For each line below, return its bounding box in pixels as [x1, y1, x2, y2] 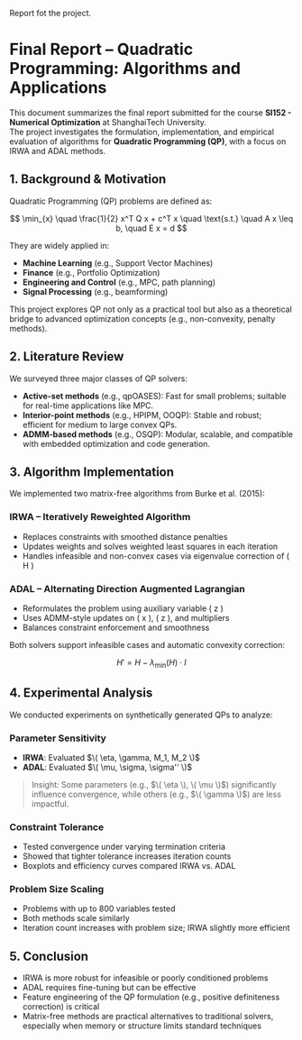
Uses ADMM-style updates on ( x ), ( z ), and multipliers [22, 612, 230, 623]
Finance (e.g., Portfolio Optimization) [22, 267, 160, 278]
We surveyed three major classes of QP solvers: [9, 373, 188, 384]
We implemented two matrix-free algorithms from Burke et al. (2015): [9, 488, 266, 499]
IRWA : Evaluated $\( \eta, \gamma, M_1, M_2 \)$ [22, 752, 201, 762]
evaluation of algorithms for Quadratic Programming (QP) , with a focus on [9, 135, 287, 147]
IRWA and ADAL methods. [9, 145, 106, 156]
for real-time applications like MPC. [22, 400, 154, 411]
